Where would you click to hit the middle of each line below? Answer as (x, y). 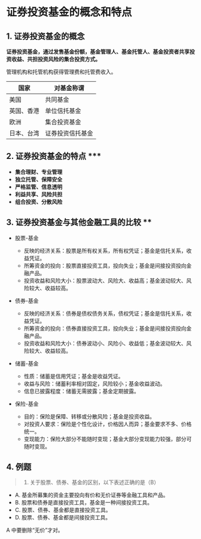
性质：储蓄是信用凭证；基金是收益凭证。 (74, 376)
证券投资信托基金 (69, 133)
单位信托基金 (63, 111)
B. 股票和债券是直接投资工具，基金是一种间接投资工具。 (83, 503)
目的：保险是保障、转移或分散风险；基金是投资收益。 (89, 416)
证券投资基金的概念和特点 (69, 12)
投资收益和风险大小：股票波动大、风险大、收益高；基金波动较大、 (105, 280)
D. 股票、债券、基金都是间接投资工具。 (63, 517)
